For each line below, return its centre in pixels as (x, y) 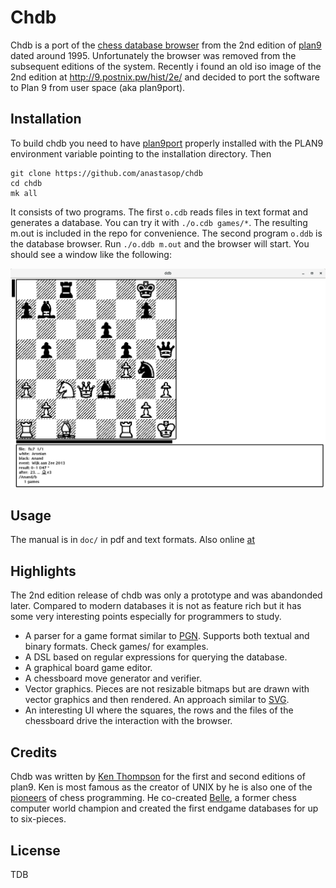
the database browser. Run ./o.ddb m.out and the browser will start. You (160, 243)
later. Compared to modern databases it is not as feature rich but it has (156, 606)
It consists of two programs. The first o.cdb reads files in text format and (159, 212)
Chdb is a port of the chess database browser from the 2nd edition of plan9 (166, 45)
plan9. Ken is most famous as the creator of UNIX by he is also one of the (161, 787)
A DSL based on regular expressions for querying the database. (156, 657)
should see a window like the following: (91, 254)
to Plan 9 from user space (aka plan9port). (98, 87)
